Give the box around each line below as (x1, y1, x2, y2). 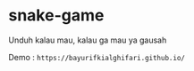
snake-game (8, 5, 105, 26)
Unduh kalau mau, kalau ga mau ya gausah (8, 35, 167, 45)
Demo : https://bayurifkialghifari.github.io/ (8, 51, 185, 62)
